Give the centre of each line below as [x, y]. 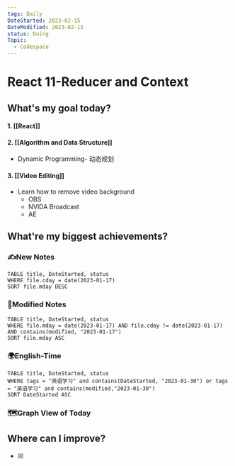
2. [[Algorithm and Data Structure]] [60, 142]
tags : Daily [25, 14]
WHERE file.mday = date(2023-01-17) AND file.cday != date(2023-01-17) [115, 326]
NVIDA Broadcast [53, 206]
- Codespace [31, 47]
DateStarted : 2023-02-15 [44, 21]
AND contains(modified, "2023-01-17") [64, 332]
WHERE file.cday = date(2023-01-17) [61, 281]
